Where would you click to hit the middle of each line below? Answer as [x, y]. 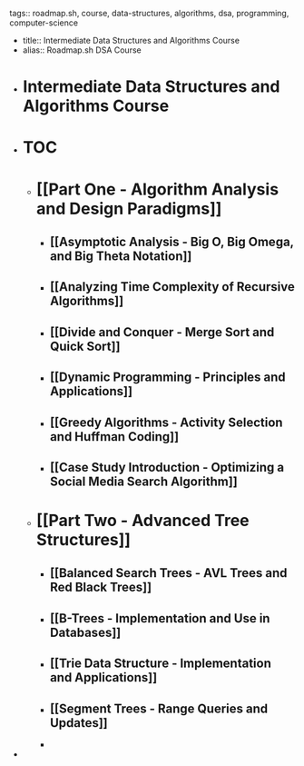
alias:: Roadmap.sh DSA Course [82, 50]
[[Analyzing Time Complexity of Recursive [172, 287]
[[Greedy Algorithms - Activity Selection [166, 422]
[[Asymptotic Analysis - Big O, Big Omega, [172, 241]
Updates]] [79, 723]
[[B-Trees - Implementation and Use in [160, 618]
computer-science [44, 23]
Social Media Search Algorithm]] [143, 481]
